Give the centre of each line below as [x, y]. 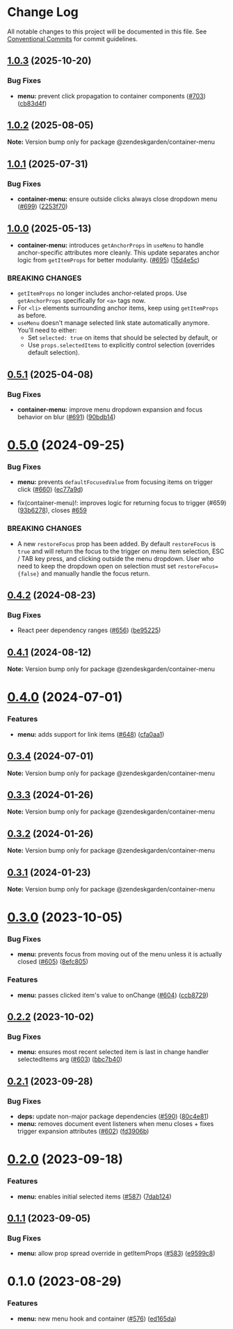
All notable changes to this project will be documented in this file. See [107, 31]
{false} [28, 574]
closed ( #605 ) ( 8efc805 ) [53, 962]
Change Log [43, 12]
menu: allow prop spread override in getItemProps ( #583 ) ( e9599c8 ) [116, 1254]
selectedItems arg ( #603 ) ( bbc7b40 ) [70, 1059]
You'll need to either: [47, 330]
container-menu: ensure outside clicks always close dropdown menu [117, 199]
